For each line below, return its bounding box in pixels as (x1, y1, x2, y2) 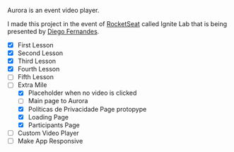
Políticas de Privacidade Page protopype (28, 105, 147, 113)
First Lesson (17, 41, 54, 49)
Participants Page (28, 120, 80, 129)
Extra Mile (17, 81, 47, 89)
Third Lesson (17, 57, 57, 66)
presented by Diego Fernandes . (7, 28, 100, 35)
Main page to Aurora (28, 97, 88, 105)
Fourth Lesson (17, 65, 60, 74)
